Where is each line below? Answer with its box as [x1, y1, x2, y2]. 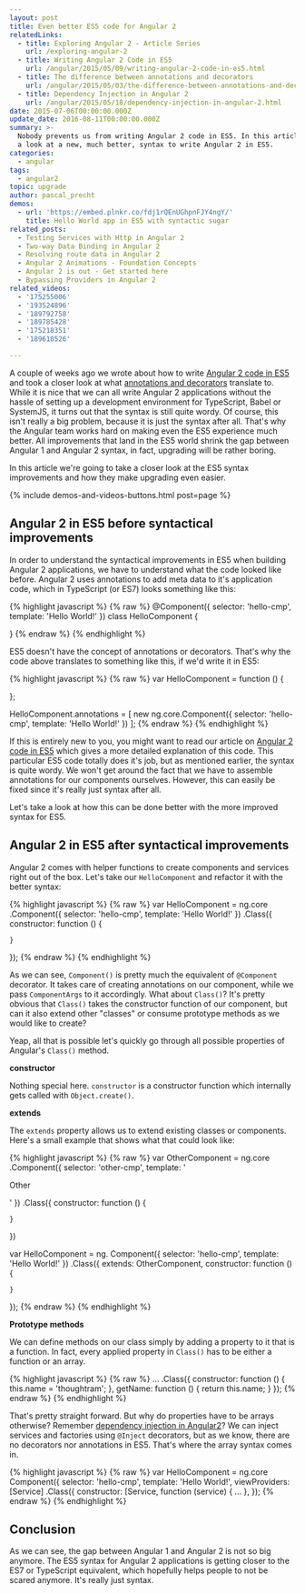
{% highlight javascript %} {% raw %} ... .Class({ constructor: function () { [9, 1373, 286, 1384]
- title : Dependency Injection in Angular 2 [17, 89, 189, 98]
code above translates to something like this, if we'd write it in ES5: [9, 656, 260, 667]
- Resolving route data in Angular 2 [17, 250, 161, 259]
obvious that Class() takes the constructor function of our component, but [9, 998, 288, 1009]
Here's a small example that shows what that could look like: [9, 1134, 235, 1146]
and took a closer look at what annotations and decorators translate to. [9, 376, 274, 387]
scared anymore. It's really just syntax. [9, 1575, 154, 1586]
